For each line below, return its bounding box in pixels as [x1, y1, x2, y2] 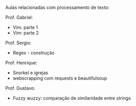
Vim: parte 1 [12, 24, 38, 30]
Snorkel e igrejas [12, 69, 49, 76]
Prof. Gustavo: [5, 85, 36, 91]
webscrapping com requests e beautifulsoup [12, 75, 107, 81]
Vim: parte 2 [12, 30, 39, 36]
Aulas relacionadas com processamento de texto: [5, 5, 110, 10]
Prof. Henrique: [5, 60, 37, 66]
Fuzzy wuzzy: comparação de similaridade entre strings [12, 95, 131, 101]
